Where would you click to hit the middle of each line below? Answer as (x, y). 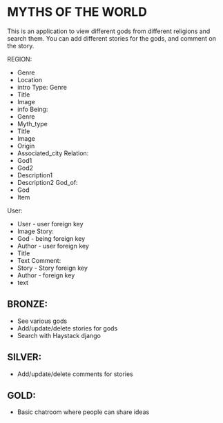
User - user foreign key (50, 224)
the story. (21, 46)
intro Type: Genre (42, 87)
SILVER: (25, 357)
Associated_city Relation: (53, 153)
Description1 (35, 175)
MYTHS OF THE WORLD (77, 12)
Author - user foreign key (53, 246)
